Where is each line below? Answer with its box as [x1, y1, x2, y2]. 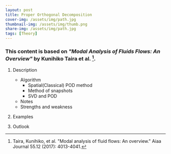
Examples [12, 113, 34, 119]
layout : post [5, 7, 33, 13]
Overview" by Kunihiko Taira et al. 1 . [5, 54, 96, 63]
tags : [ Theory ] [5, 31, 38, 36]
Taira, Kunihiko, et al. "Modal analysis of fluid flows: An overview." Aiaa [12, 138, 161, 144]
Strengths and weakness [20, 104, 73, 110]
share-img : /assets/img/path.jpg [5, 26, 76, 32]
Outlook [12, 123, 30, 130]
